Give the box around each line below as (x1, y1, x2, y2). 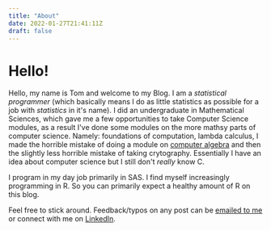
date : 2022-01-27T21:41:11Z (8, 19, 104, 27)
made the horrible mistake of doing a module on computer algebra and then (8, 140, 261, 149)
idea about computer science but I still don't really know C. (8, 157, 205, 166)
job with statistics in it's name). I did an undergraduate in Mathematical (8, 106, 244, 115)
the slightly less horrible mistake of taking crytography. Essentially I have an (8, 149, 261, 158)
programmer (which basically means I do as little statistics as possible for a (8, 97, 259, 107)
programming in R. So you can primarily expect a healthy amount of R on (8, 181, 251, 191)
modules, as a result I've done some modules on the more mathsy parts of (8, 123, 256, 132)
